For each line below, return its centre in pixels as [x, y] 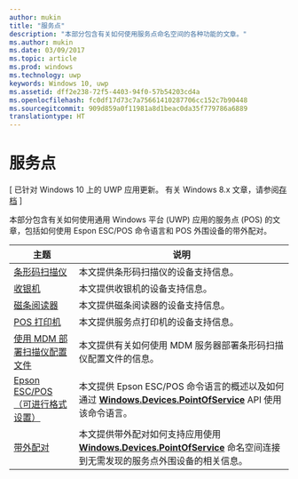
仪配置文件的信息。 [119, 359]
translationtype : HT [47, 116]
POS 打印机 [38, 323]
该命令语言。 [106, 413]
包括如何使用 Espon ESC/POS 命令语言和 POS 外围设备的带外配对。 [148, 231]
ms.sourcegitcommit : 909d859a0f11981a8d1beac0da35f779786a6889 [129, 108]
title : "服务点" [37, 26]
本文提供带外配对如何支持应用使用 [150, 435]
